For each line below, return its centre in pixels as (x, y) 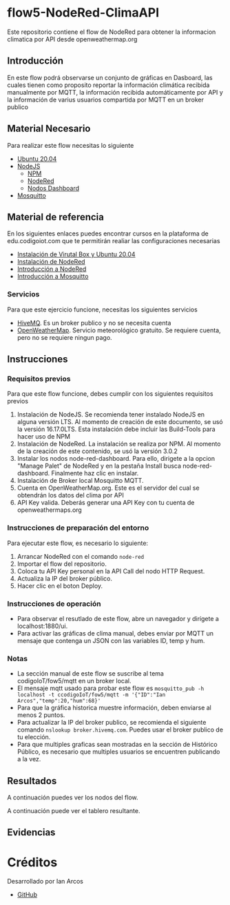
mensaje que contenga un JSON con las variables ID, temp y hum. (111, 640)
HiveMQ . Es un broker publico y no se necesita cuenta (94, 323)
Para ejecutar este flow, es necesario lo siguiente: (78, 543)
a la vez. (29, 759)
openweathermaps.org (50, 510)
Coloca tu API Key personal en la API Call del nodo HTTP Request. (111, 571)
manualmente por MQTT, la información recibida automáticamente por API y (115, 92)
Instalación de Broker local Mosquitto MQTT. (80, 481)
